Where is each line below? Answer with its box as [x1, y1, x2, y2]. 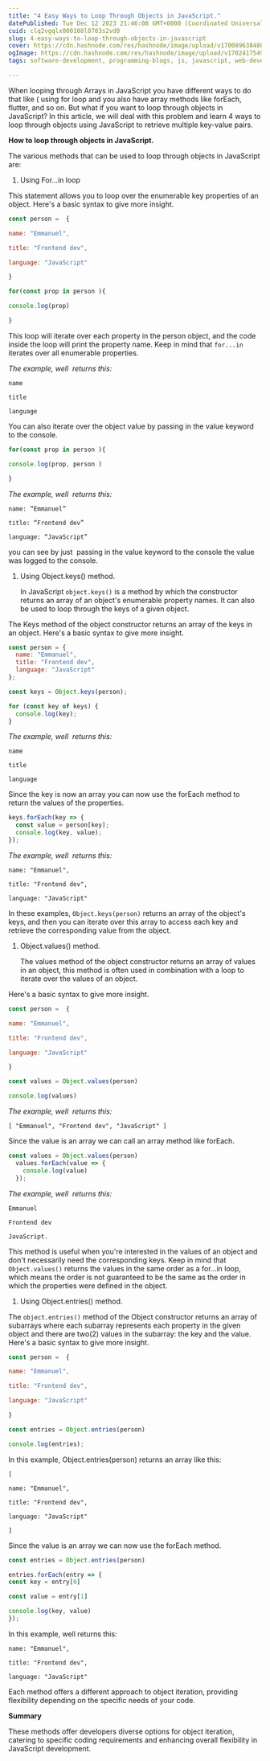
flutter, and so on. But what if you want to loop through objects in [8, 102, 223, 113]
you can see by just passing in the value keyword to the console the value [8, 547, 255, 556]
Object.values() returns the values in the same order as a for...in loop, [8, 1263, 241, 1273]
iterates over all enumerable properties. [8, 347, 139, 358]
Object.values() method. [19, 941, 100, 950]
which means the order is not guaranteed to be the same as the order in [8, 1272, 247, 1282]
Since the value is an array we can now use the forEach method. [8, 1541, 222, 1550]
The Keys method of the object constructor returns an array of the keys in [8, 619, 253, 629]
